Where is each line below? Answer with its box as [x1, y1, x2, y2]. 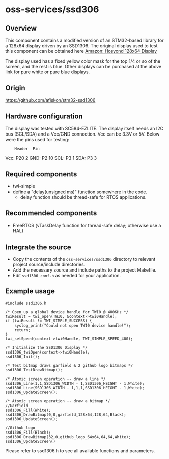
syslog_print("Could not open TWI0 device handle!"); [14, 322, 131, 328]
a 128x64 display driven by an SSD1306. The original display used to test [5, 43, 158, 49]
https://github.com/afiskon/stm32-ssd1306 [5, 97, 96, 103]
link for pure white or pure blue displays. [5, 69, 90, 75]
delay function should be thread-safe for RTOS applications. [20, 194, 147, 200]
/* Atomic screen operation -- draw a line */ [5, 376, 106, 382]
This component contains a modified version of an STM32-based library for [5, 37, 164, 43]
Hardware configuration [5, 112, 83, 121]
